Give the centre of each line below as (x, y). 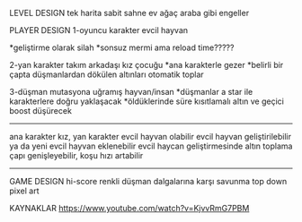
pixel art (24, 191)
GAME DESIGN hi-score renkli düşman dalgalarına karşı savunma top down (148, 181)
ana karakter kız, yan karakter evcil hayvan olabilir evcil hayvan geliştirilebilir (151, 137)
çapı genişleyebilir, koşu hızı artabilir (76, 155)
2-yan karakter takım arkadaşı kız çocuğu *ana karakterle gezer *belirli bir (147, 65)
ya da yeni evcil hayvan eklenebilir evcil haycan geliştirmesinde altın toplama (151, 146)
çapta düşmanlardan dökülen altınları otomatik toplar (107, 74)
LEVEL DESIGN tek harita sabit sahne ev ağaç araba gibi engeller (129, 13)
